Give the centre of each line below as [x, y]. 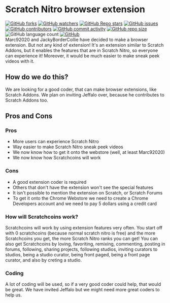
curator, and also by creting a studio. [44, 260]
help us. [14, 295]
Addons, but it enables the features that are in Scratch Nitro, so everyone [82, 50]
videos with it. [20, 61]
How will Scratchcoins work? [42, 217]
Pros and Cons [29, 116]
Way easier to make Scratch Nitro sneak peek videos [68, 147]
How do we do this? [37, 77]
